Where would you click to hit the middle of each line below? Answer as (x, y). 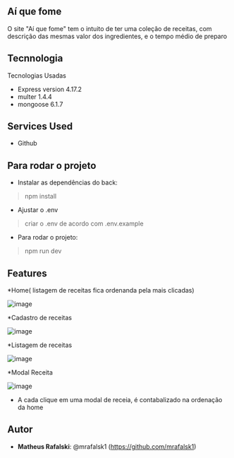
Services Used (40, 127)
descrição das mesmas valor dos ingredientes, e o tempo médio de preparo (117, 36)
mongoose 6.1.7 (40, 104)
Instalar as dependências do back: (67, 182)
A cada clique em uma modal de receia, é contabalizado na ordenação (120, 400)
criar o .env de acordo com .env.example (84, 224)
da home (30, 407)
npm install (41, 196)
